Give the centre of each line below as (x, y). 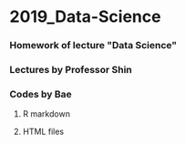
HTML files (43, 132)
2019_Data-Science (85, 17)
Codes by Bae (41, 94)
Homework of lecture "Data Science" (93, 46)
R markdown (46, 114)
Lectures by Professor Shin (71, 70)
